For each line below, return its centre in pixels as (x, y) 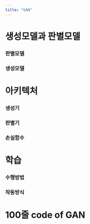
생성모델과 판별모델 (43, 36)
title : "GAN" (19, 10)
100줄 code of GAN (45, 215)
